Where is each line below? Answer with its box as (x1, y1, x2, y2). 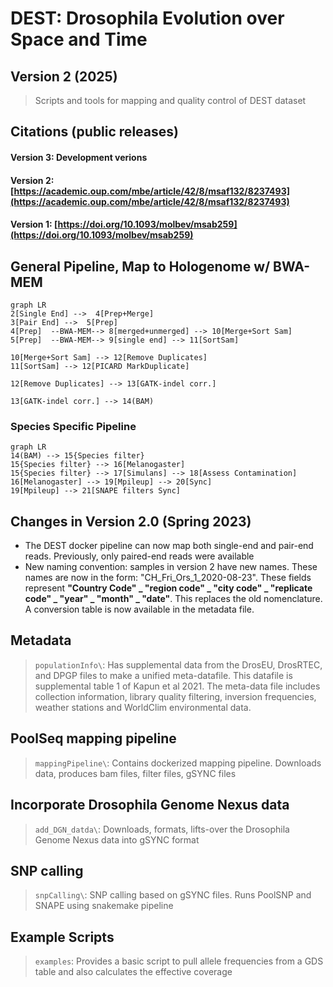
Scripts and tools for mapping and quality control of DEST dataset (34, 95, 307, 106)
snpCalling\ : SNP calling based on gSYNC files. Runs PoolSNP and (34, 889, 312, 901)
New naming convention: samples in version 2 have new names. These (24, 561, 318, 573)
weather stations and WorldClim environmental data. (34, 701, 252, 713)
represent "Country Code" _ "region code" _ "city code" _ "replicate (24, 582, 313, 594)
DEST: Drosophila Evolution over (10, 7, 285, 30)
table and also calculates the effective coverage (34, 966, 233, 978)
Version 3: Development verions (10, 151, 148, 163)
